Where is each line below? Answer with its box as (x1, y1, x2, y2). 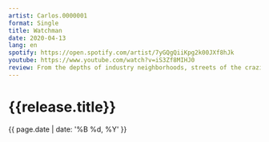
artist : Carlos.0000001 (8, 11, 88, 20)
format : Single (8, 19, 59, 27)
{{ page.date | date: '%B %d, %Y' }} (8, 124, 127, 134)
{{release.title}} (8, 97, 116, 116)
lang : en (8, 41, 38, 49)
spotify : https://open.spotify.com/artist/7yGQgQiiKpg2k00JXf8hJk (8, 49, 235, 57)
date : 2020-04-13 (8, 34, 66, 42)
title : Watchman (8, 26, 62, 34)
